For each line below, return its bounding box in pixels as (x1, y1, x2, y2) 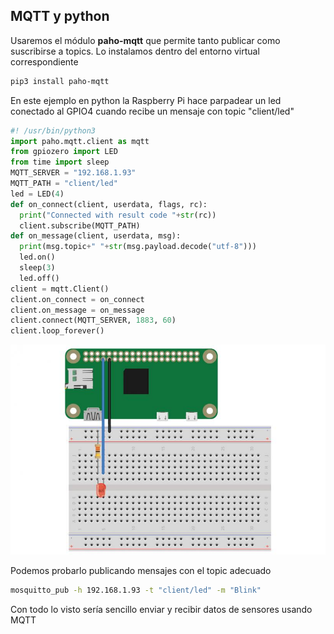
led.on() (19, 252, 56, 263)
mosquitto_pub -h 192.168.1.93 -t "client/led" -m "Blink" (10, 585, 262, 596)
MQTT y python (10, 8, 110, 25)
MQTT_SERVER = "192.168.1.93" (10, 168, 137, 178)
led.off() (19, 273, 60, 283)
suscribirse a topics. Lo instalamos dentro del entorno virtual (10, 45, 260, 57)
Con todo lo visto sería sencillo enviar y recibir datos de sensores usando (10, 604, 313, 616)
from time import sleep (10, 157, 110, 168)
